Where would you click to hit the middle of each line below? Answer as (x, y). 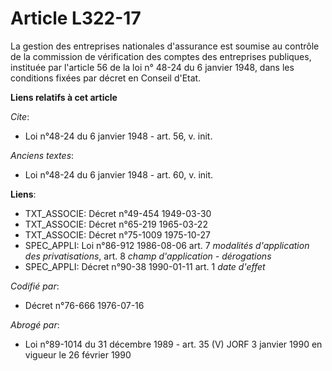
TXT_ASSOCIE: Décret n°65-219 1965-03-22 (116, 224)
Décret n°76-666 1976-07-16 (84, 305)
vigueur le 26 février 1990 (78, 354)
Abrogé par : (35, 324)
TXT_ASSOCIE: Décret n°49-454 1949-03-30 (118, 213)
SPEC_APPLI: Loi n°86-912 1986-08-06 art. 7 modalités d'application (167, 245)
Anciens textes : (42, 155)
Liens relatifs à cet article (64, 97)
